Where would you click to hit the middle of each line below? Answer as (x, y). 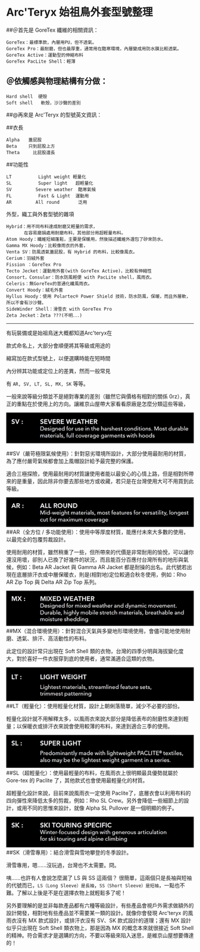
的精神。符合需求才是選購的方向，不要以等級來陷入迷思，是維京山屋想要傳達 (100, 935)
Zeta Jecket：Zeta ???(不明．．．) (44, 315)
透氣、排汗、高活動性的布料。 (53, 639)
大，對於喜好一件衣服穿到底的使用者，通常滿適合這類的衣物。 (82, 659)
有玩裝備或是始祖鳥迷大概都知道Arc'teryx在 (59, 333)
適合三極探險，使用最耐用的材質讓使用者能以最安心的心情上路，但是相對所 (97, 473)
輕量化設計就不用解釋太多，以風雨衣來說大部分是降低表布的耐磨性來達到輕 (97, 719)
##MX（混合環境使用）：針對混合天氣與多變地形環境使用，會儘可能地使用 (96, 631)
